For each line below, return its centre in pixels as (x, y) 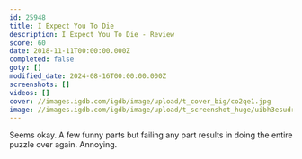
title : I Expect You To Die (62, 26)
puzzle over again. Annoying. (63, 145)
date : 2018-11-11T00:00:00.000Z (70, 51)
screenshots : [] (40, 84)
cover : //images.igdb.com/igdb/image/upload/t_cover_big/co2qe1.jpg (140, 101)
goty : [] (26, 68)
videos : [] (30, 93)
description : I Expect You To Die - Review (92, 34)
